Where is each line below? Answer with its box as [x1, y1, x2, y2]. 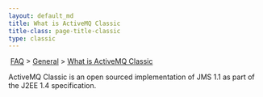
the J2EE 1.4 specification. [8, 81, 97, 91]
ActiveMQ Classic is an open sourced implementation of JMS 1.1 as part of [8, 72, 256, 82]
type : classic [8, 34, 56, 43]
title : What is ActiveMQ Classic [8, 19, 121, 27]
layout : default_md [8, 11, 74, 20]
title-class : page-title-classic [8, 27, 121, 35]
